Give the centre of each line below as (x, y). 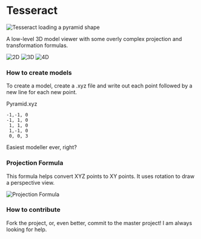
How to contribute (33, 210)
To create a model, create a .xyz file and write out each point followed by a (99, 86)
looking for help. (27, 229)
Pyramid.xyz (22, 104)
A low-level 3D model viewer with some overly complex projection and (94, 39)
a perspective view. (31, 182)
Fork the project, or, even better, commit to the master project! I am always (99, 223)
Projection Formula (35, 163)
